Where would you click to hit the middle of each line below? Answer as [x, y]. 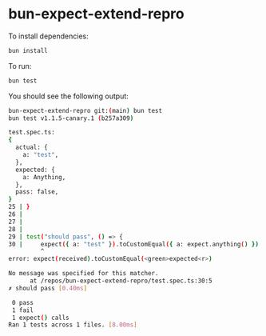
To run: [20, 66]
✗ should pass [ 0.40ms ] [48, 288]
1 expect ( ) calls [40, 318]
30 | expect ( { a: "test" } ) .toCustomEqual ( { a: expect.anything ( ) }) [134, 244]
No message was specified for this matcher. [83, 274]
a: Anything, [44, 177]
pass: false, [37, 192]
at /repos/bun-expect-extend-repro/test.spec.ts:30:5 [121, 281]
